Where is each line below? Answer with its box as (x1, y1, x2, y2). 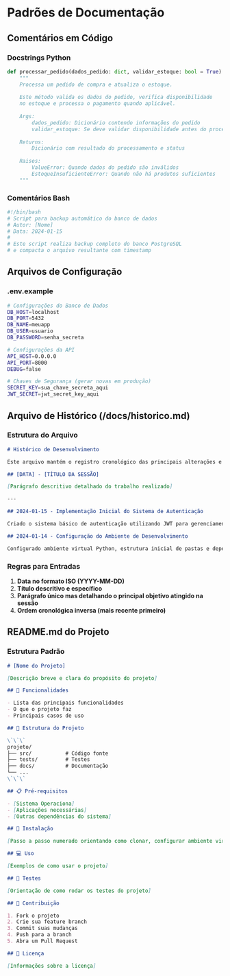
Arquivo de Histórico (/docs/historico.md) (7, 410, 190, 422)
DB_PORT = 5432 (7, 315, 44, 322)
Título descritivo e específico (16, 584, 103, 592)
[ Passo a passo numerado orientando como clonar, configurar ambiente (7, 838, 213, 845)
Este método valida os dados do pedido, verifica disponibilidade (19, 94, 213, 101)
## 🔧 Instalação (7, 826, 53, 832)
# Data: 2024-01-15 (7, 228, 63, 235)
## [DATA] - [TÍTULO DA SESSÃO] (7, 470, 99, 478)
